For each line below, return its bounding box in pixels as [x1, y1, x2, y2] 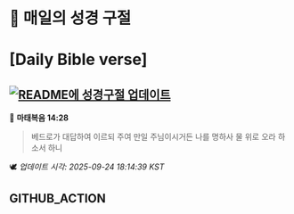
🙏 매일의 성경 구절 [9, 8, 132, 29]
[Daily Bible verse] [9, 50, 148, 70]
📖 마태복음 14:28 [9, 112, 69, 123]
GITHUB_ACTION [9, 191, 107, 206]
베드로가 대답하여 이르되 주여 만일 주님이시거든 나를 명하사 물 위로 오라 [30, 131, 276, 143]
